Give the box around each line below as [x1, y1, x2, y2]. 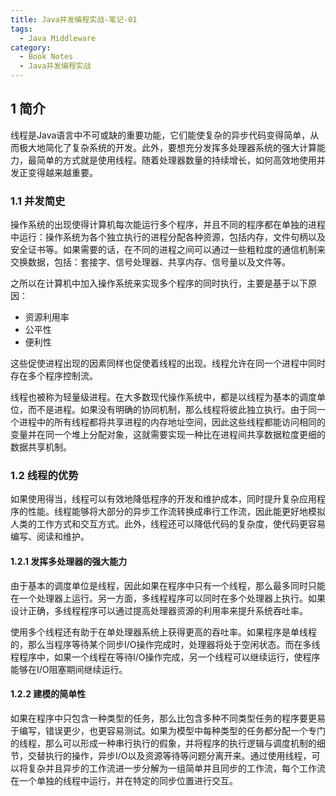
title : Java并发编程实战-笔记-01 [10, 14, 138, 25]
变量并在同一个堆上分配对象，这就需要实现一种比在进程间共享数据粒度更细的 [10, 429, 326, 441]
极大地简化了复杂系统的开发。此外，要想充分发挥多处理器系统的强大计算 [18, 141, 317, 153]
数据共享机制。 [10, 441, 72, 453]
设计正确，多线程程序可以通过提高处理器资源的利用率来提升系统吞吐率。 [10, 604, 308, 616]
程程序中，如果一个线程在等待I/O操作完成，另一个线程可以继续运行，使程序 [10, 651, 321, 663]
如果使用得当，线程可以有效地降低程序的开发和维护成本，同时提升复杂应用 [10, 493, 317, 505]
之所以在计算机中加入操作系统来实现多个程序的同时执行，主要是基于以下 [10, 277, 308, 290]
